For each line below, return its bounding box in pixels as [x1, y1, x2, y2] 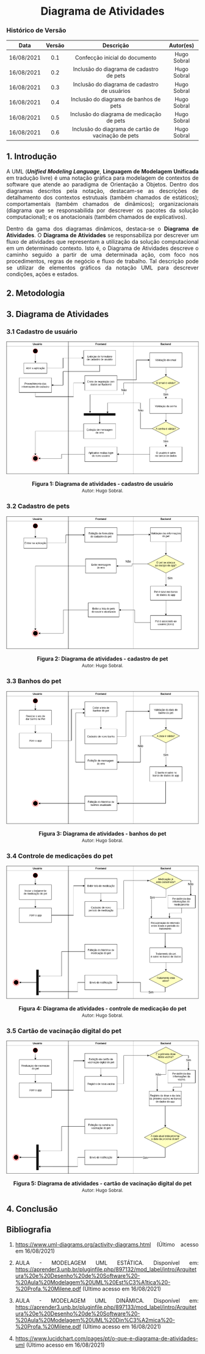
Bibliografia [6, 1224, 52, 1235]
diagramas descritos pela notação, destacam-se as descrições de [6, 187, 199, 194]
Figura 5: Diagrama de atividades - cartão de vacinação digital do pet [13, 1179, 192, 1187]
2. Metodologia [6, 288, 65, 299]
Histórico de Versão [6, 26, 67, 35]
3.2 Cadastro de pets [6, 502, 70, 511]
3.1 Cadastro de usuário [6, 327, 78, 335]
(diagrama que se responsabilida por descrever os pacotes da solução [6, 207, 199, 214]
